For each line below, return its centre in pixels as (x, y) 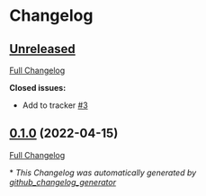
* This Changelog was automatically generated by (103, 173)
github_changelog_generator (63, 182)
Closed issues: (38, 88)
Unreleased (43, 49)
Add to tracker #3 (55, 105)
